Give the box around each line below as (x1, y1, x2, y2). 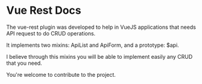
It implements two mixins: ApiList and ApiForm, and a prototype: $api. (6, 41, 179, 49)
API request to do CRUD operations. (6, 29, 96, 37)
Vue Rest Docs (6, 4, 81, 17)
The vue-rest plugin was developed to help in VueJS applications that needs (6, 23, 196, 31)
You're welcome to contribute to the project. (6, 71, 116, 78)
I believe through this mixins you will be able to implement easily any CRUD (6, 53, 193, 60)
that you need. (6, 59, 42, 67)
